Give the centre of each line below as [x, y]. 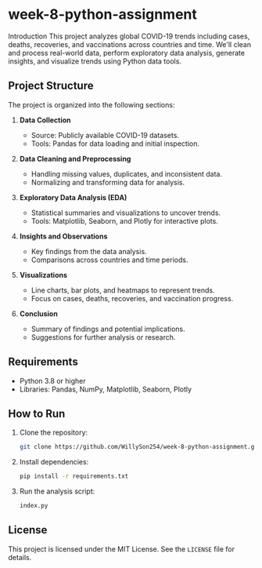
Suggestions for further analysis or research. [103, 337]
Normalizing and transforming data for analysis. [108, 182]
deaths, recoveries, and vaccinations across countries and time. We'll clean [130, 44]
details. [20, 557]
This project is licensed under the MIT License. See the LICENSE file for [121, 549]
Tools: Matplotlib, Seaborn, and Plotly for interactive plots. [125, 220]
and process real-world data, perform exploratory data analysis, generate [126, 53]
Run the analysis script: [57, 491]
